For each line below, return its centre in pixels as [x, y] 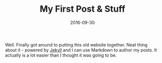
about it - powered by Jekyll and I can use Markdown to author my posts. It [81, 50]
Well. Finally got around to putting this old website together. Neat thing [76, 44]
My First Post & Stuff [82, 9]
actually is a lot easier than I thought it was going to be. [61, 55]
